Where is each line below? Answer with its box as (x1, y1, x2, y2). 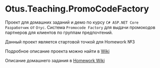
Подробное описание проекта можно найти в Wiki (5, 48, 110, 54)
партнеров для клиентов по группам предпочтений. (5, 29, 113, 35)
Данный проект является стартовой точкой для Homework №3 (5, 39, 135, 44)
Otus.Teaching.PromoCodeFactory (5, 3, 149, 14)
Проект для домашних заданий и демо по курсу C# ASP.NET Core (5, 19, 139, 25)
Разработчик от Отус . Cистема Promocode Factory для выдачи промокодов (5, 24, 156, 30)
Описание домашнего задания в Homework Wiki (5, 57, 105, 63)
